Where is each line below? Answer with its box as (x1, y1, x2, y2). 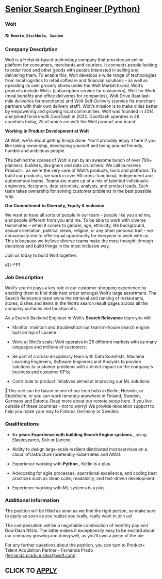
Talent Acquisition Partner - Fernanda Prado (5, 547, 93, 553)
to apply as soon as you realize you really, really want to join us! (5, 513, 132, 519)
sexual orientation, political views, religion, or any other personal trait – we (5, 228, 153, 233)
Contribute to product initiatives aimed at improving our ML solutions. (12, 379, 151, 384)
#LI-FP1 (5, 262, 20, 267)
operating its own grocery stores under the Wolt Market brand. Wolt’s (5, 83, 144, 88)
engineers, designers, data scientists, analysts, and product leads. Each (5, 183, 149, 189)
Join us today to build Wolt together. (5, 252, 78, 258)
